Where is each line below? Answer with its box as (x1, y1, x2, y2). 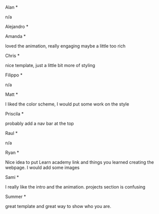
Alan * (5, 4, 18, 10)
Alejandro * (5, 23, 28, 29)
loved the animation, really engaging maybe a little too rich (5, 43, 126, 49)
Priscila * (5, 111, 24, 116)
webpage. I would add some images (5, 164, 80, 170)
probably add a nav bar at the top (5, 120, 74, 126)
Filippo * (5, 72, 22, 78)
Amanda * (5, 33, 26, 39)
